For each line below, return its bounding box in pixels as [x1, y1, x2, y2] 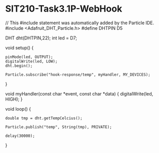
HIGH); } [5, 96, 23, 102]
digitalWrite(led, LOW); [5, 59, 58, 64]
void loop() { [5, 106, 31, 112]
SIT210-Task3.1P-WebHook [5, 3, 123, 15]
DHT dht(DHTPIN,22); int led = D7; [5, 35, 77, 41]
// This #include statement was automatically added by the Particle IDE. [5, 20, 154, 26]
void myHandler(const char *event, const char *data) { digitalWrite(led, [5, 90, 153, 96]
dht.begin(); [5, 63, 33, 68]
